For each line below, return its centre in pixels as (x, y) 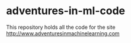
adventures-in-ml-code (66, 11)
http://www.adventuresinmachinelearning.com (63, 33)
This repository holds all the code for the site (61, 27)
